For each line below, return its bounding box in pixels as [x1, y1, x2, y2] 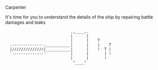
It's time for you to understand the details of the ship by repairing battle [5, 14, 153, 20]
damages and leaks [5, 20, 46, 25]
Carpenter [5, 5, 27, 10]
